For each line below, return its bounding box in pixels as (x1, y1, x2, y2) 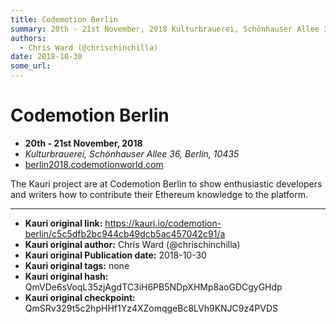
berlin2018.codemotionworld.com (24, 158, 164, 170)
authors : (10, 33, 47, 43)
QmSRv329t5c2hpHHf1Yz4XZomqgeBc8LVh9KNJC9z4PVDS (24, 302, 278, 314)
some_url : (10, 61, 52, 71)
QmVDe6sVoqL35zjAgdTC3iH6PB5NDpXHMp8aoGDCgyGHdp (24, 281, 283, 293)
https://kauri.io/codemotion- (104, 217, 222, 229)
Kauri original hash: (24, 270, 109, 282)
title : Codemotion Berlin (10, 14, 118, 25)
